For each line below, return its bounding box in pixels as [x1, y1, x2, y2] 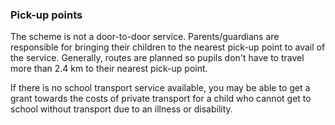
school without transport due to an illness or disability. [10, 103, 233, 115]
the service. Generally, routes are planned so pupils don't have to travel [10, 52, 305, 64]
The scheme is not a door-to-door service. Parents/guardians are [10, 31, 280, 43]
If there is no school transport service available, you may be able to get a [10, 82, 311, 94]
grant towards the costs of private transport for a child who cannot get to [10, 93, 312, 105]
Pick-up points [10, 8, 83, 22]
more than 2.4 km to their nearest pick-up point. [10, 63, 208, 75]
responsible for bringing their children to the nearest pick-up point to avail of [10, 41, 326, 53]
